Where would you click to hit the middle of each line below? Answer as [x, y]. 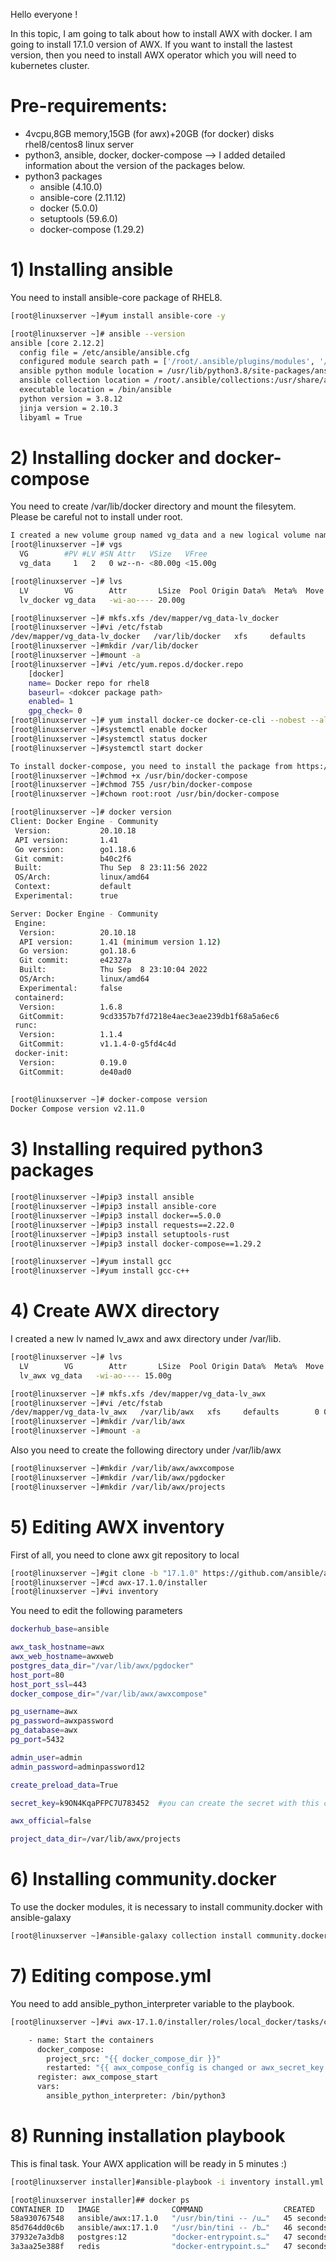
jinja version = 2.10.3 [68, 408]
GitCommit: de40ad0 [75, 1072]
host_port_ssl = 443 [48, 1684]
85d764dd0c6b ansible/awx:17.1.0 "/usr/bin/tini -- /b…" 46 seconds [169, 2228]
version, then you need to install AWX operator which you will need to [153, 55]
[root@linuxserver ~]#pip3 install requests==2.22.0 [122, 1225]
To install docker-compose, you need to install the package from [151, 766]
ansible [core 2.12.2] [57, 343]
